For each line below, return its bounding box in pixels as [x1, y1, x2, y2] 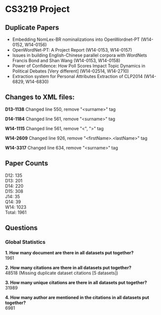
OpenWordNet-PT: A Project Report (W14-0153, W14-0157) [12, 47, 132, 53]
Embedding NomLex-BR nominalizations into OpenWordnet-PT [12, 36, 140, 42]
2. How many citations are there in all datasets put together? [5, 265, 132, 271]
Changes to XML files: [5, 93, 75, 101]
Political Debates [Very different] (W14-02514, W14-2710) [12, 68, 129, 74]
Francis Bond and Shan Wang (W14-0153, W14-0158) [12, 58, 121, 63]
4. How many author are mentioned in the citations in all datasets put [5, 295, 150, 301]
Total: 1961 [5, 209, 27, 215]
